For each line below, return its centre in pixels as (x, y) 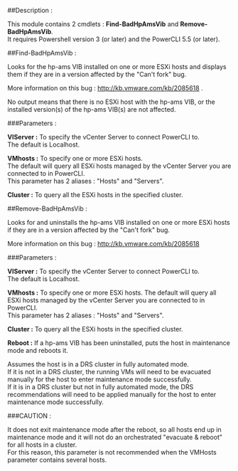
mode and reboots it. (38, 350)
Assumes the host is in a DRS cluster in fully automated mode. (98, 364)
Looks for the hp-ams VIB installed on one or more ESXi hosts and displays (117, 67)
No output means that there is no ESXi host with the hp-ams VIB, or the (111, 102)
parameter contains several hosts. (57, 460)
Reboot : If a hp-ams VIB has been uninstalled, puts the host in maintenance (119, 343)
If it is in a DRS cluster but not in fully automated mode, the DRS (101, 387)
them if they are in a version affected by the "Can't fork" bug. (97, 74)
